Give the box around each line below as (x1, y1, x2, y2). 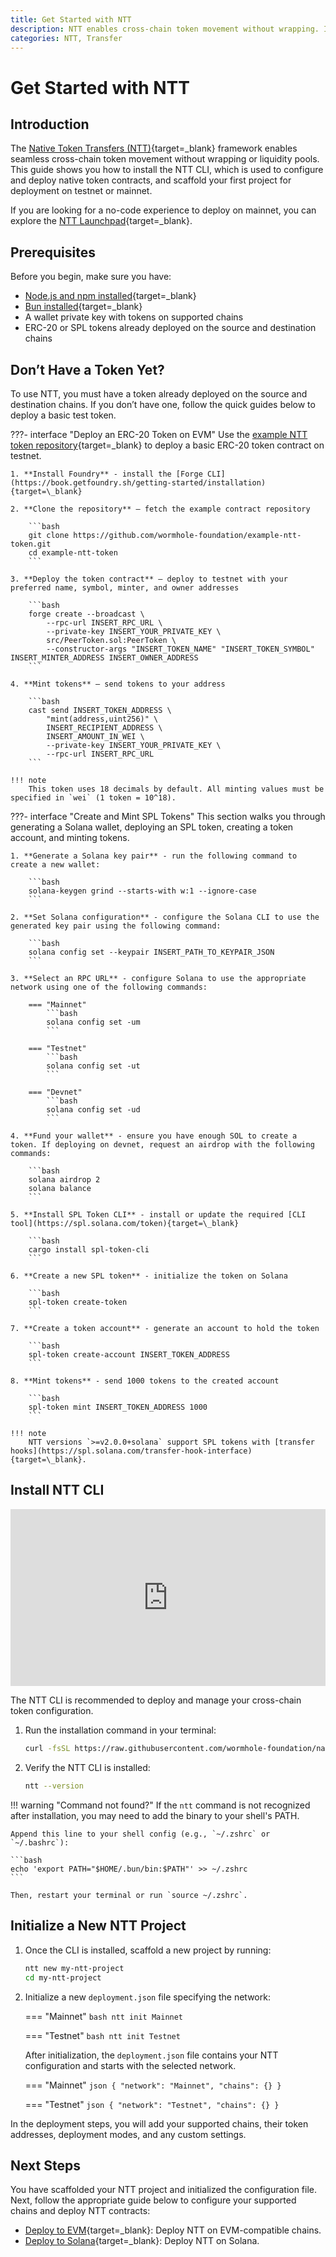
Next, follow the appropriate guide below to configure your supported (10, 2194, 297, 2206)
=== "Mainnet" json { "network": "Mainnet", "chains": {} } (24, 2079, 282, 2091)
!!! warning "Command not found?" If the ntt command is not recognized (10, 1799, 311, 1811)
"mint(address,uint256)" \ (46, 714, 159, 724)
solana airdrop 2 (28, 1175, 101, 1185)
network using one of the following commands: (10, 982, 208, 992)
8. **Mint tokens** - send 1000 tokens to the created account (10, 1376, 280, 1386)
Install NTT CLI (10, 1482, 105, 1499)
